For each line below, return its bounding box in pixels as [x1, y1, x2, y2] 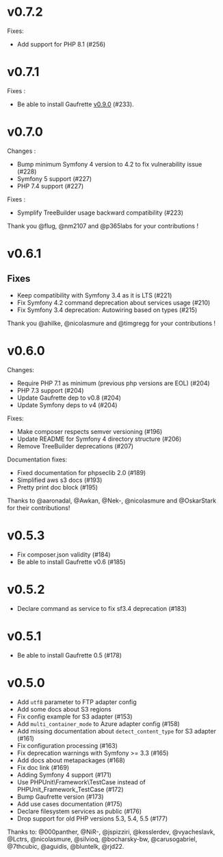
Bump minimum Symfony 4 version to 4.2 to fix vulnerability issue [16, 160, 202, 168]
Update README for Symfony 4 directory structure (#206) [16, 435, 182, 443]
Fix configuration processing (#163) [16, 741, 118, 749]
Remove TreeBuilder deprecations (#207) [16, 442, 134, 450]
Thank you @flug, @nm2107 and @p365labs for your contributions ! [7, 221, 199, 230]
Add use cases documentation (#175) [16, 799, 123, 808]
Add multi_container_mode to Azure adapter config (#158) [16, 719, 180, 727]
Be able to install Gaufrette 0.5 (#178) [16, 651, 122, 659]
